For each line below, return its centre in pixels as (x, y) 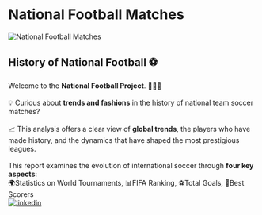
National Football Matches (96, 15)
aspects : (23, 174)
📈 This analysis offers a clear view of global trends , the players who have (129, 129)
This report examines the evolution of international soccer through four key (131, 165)
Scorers (21, 194)
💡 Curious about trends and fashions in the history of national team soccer (131, 102)
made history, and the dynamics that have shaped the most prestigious (124, 140)
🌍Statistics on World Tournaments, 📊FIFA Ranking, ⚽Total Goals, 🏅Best (126, 182)
